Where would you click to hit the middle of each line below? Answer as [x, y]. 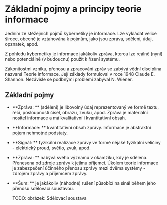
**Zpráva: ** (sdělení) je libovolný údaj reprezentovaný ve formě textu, [85, 107]
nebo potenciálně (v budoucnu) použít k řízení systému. [63, 59]
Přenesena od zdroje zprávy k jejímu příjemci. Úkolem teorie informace [85, 163]
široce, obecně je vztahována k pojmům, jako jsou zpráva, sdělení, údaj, [79, 39]
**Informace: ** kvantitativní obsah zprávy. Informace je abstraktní [82, 127]
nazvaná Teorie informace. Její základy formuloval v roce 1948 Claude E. [80, 74]
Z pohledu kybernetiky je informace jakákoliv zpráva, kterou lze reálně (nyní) [84, 54]
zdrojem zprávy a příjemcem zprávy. [50, 173]
